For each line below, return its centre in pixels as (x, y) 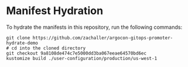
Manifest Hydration (55, 11)
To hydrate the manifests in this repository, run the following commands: (94, 27)
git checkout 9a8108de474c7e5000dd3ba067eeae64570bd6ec (76, 53)
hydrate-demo (22, 43)
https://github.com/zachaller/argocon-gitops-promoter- (103, 38)
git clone (18, 38)
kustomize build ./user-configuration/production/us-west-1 (82, 58)
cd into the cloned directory (48, 48)
